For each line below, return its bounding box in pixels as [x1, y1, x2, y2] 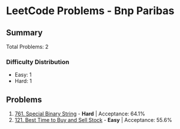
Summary [6, 28, 43, 38]
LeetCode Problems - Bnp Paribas [6, 4, 175, 18]
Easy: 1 [14, 71, 32, 78]
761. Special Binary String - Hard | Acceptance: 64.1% [14, 110, 145, 117]
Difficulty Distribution [6, 58, 69, 66]
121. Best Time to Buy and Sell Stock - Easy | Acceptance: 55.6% [14, 117, 172, 124]
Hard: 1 [14, 78, 32, 85]
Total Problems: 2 [6, 43, 49, 50]
